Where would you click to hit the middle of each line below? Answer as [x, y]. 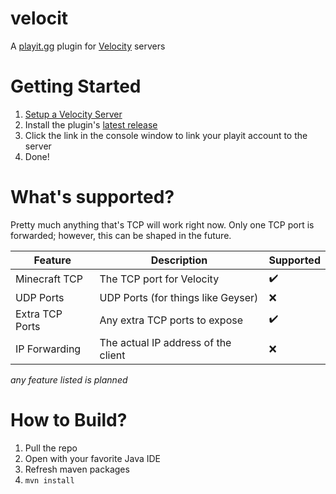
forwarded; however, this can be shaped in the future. [121, 235]
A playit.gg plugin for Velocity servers [88, 46]
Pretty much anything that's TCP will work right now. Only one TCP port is [162, 224]
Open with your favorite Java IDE [93, 458]
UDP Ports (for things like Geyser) [179, 297]
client [112, 355]
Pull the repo [51, 448]
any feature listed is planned [69, 379]
